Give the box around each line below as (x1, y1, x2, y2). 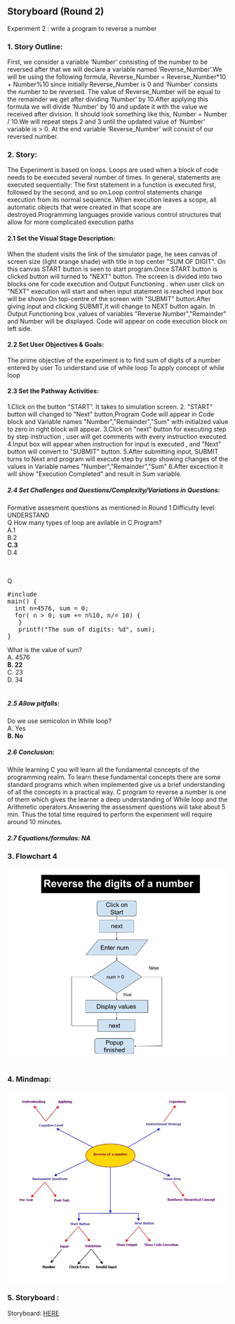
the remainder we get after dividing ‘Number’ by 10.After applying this (7, 95, 209, 104)
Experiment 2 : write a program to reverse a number (7, 24, 157, 32)
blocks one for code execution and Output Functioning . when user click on (7, 279, 224, 288)
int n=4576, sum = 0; (14, 604, 89, 612)
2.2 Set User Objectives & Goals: (7, 340, 104, 349)
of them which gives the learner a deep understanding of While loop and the (7, 795, 228, 803)
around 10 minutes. (7, 817, 63, 826)
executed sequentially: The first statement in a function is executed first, (7, 180, 216, 189)
